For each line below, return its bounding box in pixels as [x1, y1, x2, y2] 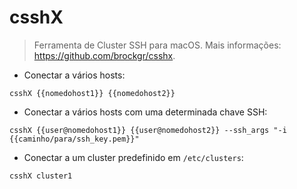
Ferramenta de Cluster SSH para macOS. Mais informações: [33, 39, 282, 51]
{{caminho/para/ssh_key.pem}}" [9, 134, 140, 144]
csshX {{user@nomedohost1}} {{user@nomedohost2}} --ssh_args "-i [9, 125, 287, 135]
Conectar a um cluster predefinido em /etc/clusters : [23, 151, 244, 163]
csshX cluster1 [9, 171, 73, 181]
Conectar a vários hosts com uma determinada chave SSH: [23, 106, 268, 118]
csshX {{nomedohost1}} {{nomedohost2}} [9, 88, 176, 98]
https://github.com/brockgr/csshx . [33, 49, 176, 61]
